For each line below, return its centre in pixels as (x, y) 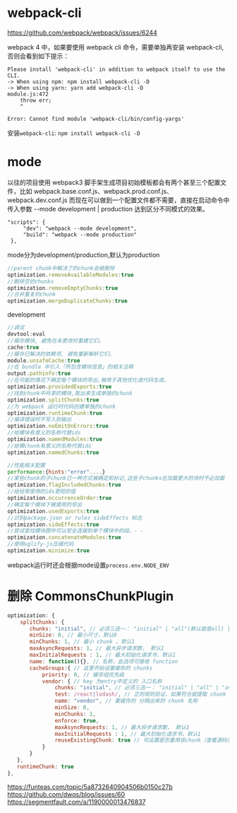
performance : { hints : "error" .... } (56, 472)
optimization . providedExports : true (60, 387)
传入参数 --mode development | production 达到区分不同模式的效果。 (108, 209)
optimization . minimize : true (49, 551)
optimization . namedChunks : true (53, 452)
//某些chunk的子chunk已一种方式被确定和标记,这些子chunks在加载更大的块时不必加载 (116, 479)
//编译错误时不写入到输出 (39, 420)
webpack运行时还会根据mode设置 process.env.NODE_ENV (88, 565)
